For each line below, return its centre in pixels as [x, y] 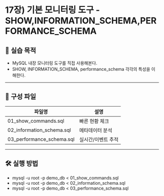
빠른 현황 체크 [94, 121]
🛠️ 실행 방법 [21, 163]
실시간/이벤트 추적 [99, 139]
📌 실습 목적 [21, 50]
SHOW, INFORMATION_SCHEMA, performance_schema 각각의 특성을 [81, 69]
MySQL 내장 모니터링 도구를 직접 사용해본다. [55, 63]
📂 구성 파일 [21, 97]
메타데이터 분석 [96, 130]
